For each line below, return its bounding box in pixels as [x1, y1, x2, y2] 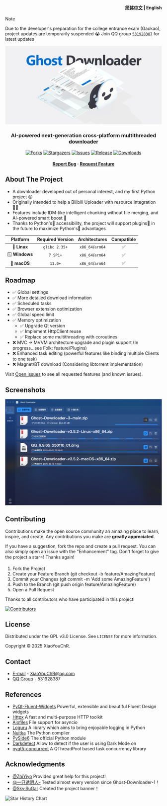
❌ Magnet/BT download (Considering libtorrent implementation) [12, 361, 143, 367]
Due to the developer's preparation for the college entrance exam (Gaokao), [5, 25, 161, 32]
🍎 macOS [10, 260, 30, 266]
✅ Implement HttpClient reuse [19, 328, 82, 334]
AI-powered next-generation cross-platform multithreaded [10, 132, 157, 139]
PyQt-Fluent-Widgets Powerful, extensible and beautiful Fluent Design [12, 703, 157, 709]
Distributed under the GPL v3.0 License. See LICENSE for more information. [5, 634, 158, 640]
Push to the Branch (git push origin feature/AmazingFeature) [12, 581, 136, 587]
